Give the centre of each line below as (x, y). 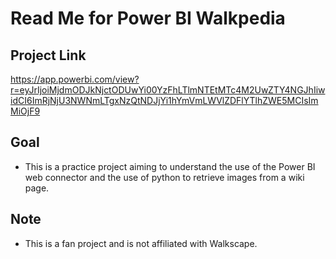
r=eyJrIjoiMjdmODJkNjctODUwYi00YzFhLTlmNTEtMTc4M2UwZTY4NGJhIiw (168, 90)
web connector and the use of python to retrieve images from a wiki (164, 177)
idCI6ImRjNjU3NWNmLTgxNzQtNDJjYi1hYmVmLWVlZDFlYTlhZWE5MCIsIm (164, 100)
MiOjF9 (25, 111)
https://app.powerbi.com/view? (75, 79)
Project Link (48, 55)
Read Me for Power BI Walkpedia (148, 18)
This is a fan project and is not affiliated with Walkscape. (141, 243)
